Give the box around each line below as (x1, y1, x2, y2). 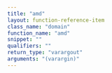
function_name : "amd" (7, 29, 71, 37)
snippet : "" (7, 36, 42, 43)
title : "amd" (7, 10, 45, 17)
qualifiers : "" (7, 42, 52, 49)
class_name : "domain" (7, 23, 71, 30)
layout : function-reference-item (7, 17, 105, 24)
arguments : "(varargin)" (7, 56, 80, 63)
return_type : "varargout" (7, 49, 83, 56)
